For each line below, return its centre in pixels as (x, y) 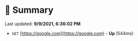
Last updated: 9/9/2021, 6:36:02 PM (43, 24)
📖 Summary (29, 10)
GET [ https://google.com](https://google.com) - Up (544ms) (72, 33)
